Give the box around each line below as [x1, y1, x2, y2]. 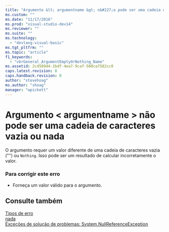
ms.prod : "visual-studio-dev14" [5, 21, 73, 27]
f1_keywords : [5, 54, 33, 60]
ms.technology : [5, 36, 37, 41]
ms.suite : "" [5, 31, 33, 36]
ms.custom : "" [5, 12, 35, 17]
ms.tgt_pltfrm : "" [5, 45, 44, 50]
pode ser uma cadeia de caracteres [5, 120, 156, 131]
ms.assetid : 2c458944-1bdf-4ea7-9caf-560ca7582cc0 [5, 64, 114, 69]
